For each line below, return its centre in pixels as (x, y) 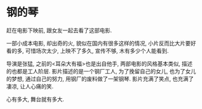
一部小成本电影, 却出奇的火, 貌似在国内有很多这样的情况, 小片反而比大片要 (99, 43)
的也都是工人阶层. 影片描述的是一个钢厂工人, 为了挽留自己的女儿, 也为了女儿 (101, 71)
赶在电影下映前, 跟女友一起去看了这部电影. (59, 30)
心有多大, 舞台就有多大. (35, 99)
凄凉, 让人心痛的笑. (30, 86)
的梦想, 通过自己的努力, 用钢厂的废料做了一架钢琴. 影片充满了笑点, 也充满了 (100, 79)
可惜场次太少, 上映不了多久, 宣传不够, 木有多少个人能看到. (97, 51)
